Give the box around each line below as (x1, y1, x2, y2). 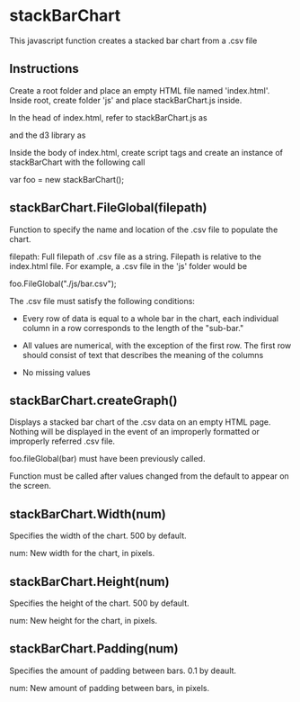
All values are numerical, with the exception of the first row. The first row (22, 339, 292, 351)
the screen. (9, 481, 52, 491)
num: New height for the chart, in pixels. (9, 616, 158, 625)
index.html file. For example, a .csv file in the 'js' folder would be (9, 260, 248, 271)
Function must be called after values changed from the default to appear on (9, 471, 289, 481)
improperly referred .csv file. (9, 436, 115, 446)
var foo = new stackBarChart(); (9, 174, 124, 184)
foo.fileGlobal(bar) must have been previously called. (9, 454, 206, 464)
